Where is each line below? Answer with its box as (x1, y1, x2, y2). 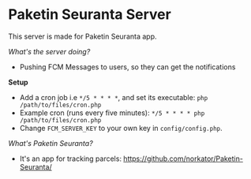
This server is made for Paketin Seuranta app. (8, 32, 157, 41)
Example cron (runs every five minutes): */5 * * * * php (19, 108, 205, 117)
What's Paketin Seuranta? (8, 138, 93, 147)
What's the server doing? (8, 47, 91, 56)
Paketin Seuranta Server (8, 6, 171, 24)
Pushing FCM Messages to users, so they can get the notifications (19, 62, 236, 72)
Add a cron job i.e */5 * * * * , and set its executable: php (19, 92, 208, 102)
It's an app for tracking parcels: (19, 154, 122, 163)
